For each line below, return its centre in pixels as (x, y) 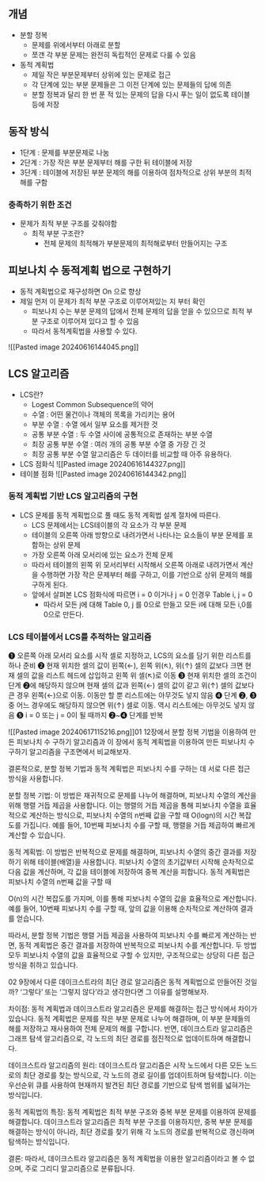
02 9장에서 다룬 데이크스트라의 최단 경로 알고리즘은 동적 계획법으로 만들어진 (125, 982)
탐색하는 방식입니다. (39, 1142)
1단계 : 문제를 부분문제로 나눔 (64, 152)
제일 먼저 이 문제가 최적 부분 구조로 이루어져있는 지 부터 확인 (112, 301)
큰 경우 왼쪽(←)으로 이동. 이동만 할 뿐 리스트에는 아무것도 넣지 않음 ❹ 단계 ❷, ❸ (132, 695)
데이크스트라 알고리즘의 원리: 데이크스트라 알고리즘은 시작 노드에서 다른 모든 (125, 1065)
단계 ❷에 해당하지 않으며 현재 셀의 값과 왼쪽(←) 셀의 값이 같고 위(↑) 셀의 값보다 (131, 686)
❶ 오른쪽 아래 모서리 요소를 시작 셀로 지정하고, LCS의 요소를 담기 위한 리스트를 (130, 656)
